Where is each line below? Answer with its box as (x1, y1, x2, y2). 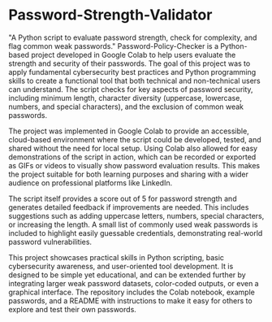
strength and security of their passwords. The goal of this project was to (8, 59, 251, 68)
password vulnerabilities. (8, 237, 92, 246)
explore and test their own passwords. (8, 304, 136, 314)
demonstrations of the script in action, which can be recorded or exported (8, 152, 257, 162)
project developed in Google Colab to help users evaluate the (31, 50, 236, 59)
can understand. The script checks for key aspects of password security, (8, 84, 253, 94)
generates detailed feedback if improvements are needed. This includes (8, 202, 249, 212)
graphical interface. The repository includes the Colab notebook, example (8, 287, 256, 297)
